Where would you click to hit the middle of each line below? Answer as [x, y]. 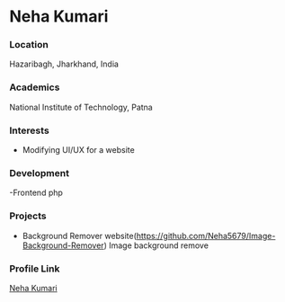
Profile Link [35, 269]
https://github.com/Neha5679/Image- [206, 235]
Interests [29, 130]
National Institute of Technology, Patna [81, 107]
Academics [35, 87]
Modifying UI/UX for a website [78, 150]
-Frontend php [36, 193]
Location [29, 45]
